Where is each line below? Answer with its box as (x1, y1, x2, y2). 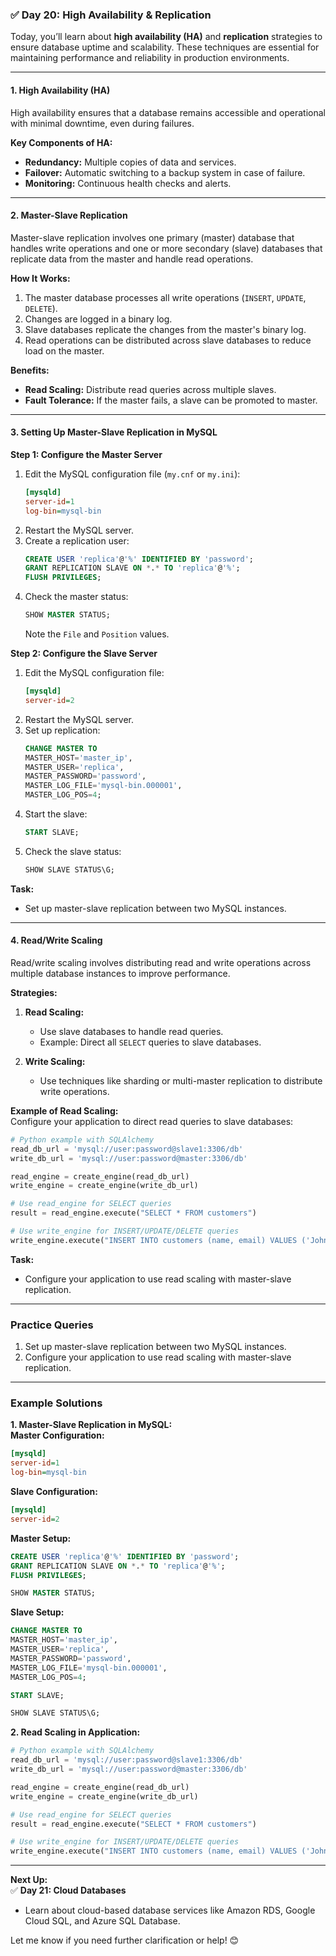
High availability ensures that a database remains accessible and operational (10, 106, 326, 118)
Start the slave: (24, 808, 88, 820)
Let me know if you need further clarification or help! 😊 (10, 1934, 240, 1947)
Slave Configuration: (10, 1486, 98, 1498)
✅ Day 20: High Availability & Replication (10, 8, 212, 22)
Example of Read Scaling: (10, 1104, 119, 1117)
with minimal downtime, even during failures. (10, 117, 195, 129)
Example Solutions (10, 1396, 103, 1410)
